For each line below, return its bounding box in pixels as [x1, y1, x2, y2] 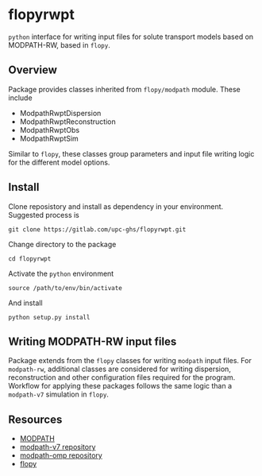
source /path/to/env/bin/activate [8, 284, 123, 292]
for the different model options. [8, 157, 110, 167]
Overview [8, 64, 58, 77]
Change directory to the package [8, 239, 117, 249]
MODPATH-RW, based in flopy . [8, 40, 111, 49]
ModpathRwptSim [19, 134, 79, 143]
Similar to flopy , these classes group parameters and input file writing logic [8, 149, 255, 158]
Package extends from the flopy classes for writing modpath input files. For [8, 356, 252, 366]
